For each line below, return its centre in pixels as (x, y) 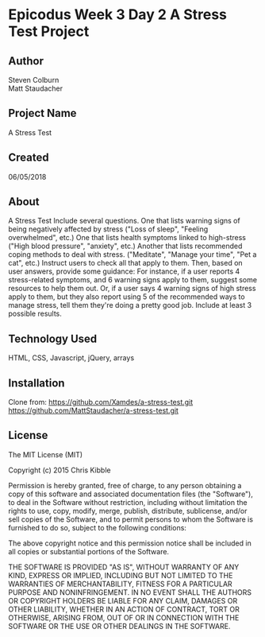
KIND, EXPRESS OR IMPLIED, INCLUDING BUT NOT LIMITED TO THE (121, 575)
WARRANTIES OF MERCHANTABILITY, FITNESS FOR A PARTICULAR (120, 584)
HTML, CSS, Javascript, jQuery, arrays (71, 358)
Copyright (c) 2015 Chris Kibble (60, 470)
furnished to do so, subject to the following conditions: (97, 527)
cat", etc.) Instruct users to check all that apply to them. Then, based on (126, 263)
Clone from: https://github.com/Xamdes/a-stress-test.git (101, 402)
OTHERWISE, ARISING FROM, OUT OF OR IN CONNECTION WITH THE (124, 617)
